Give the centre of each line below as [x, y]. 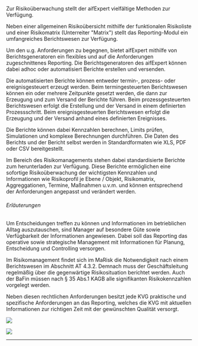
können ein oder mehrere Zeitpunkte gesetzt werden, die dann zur [87, 93]
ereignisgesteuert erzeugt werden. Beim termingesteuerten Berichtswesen [97, 87]
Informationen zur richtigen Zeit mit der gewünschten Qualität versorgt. [93, 309]
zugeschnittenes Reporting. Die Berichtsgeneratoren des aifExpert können [96, 63]
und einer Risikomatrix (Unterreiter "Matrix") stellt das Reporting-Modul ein [97, 33]
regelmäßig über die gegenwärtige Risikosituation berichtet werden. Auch [96, 273]
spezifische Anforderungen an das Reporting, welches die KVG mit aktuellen [99, 303]
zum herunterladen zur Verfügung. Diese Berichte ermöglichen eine [88, 166]
